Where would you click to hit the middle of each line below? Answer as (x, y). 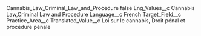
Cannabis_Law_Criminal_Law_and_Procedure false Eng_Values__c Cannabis (100, 8)
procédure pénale (28, 27)
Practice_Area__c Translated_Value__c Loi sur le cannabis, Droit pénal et (96, 21)
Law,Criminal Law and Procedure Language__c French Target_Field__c (94, 14)
